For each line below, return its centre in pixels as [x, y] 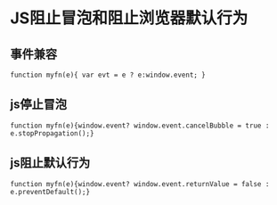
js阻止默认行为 [50, 163]
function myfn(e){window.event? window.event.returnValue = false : [140, 184]
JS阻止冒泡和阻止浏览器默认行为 [129, 18]
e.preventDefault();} [50, 192]
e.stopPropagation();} [52, 133]
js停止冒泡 [39, 105]
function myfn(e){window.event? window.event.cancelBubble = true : [140, 126]
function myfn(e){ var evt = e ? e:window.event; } [108, 75]
